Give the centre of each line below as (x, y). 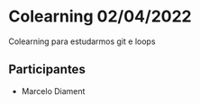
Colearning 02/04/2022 (100, 17)
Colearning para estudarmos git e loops (82, 41)
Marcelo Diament (53, 91)
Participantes (47, 69)
